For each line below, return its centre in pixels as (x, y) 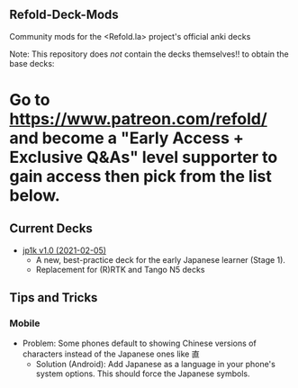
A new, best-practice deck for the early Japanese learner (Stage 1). (161, 259)
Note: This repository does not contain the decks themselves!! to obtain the (149, 54)
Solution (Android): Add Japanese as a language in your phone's (156, 364)
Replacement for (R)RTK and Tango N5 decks (120, 269)
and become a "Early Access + (127, 138)
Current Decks (51, 229)
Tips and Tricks (54, 298)
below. (35, 195)
